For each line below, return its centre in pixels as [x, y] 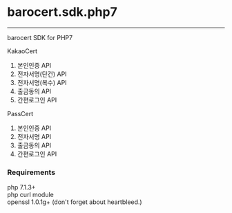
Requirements [31, 172]
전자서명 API [34, 136]
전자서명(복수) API [42, 82]
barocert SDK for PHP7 [40, 37]
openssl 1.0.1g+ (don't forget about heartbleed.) [75, 202]
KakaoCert [22, 51]
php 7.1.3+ [21, 187]
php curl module [30, 195]
